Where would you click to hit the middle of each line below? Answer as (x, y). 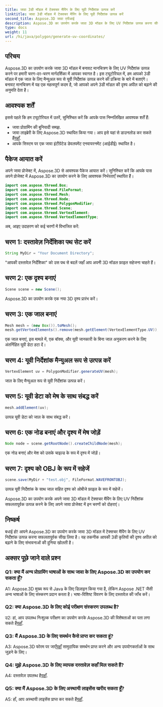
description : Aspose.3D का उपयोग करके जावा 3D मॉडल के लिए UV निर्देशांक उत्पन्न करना (79, 23)
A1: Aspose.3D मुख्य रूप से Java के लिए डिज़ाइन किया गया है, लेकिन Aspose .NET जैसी (79, 589)
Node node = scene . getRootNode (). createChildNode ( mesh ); (64, 444)
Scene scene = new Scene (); (33, 289)
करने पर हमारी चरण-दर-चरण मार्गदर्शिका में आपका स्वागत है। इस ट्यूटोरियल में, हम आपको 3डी (78, 73)
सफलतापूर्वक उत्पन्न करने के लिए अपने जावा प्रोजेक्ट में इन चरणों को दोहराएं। (63, 504)
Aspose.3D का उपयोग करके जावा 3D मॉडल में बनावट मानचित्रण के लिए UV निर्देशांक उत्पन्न (77, 68)
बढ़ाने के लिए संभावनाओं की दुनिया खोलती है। (40, 543)
